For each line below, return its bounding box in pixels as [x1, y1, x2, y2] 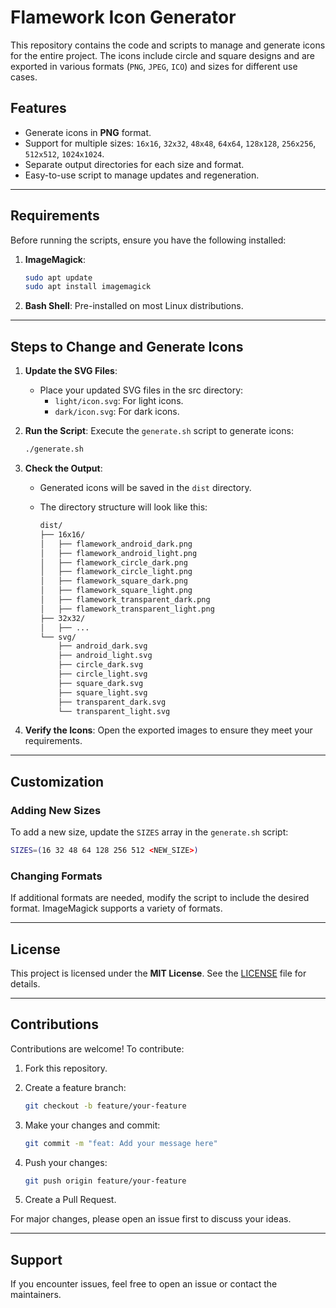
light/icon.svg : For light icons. [54, 395, 184, 407]
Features [10, 100, 67, 117]
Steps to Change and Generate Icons [10, 338, 244, 355]
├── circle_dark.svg [58, 660, 144, 670]
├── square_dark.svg [58, 678, 144, 688]
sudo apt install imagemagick [24, 282, 152, 292]
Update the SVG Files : [24, 365, 118, 377]
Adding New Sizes [10, 803, 102, 817]
